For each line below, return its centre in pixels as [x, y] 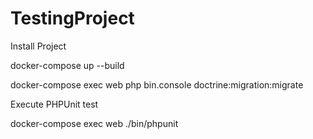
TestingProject [72, 18]
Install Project [38, 46]
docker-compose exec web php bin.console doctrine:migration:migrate [157, 84]
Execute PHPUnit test [54, 104]
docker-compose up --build [67, 65]
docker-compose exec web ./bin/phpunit [94, 123]
